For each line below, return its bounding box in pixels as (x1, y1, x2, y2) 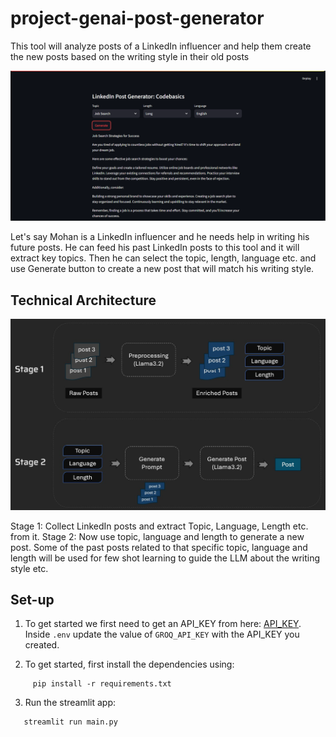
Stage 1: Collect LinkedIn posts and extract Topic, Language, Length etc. (10, 520, 309, 532)
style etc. (10, 562, 49, 574)
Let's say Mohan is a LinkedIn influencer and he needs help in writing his (10, 231, 310, 243)
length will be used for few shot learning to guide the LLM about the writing (10, 552, 321, 564)
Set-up (10, 591, 55, 608)
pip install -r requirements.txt (32, 679, 172, 689)
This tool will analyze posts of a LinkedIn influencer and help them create (10, 40, 312, 52)
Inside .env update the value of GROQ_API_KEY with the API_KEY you (24, 628, 300, 641)
